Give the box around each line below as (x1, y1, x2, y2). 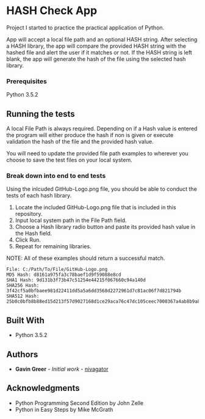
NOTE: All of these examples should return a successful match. (6, 254, 165, 262)
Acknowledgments (6, 383, 81, 393)
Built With (6, 315, 45, 325)
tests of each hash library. (6, 192, 72, 199)
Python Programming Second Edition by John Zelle (15, 399, 144, 407)
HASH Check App (6, 4, 98, 18)
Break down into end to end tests (6, 171, 106, 180)
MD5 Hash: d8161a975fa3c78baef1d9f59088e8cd (6, 272, 121, 278)
